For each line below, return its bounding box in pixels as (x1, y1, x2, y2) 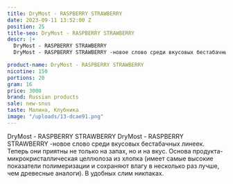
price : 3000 (7, 87, 42, 94)
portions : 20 (7, 74, 45, 81)
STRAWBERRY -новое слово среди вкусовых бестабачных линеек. (7, 140, 205, 148)
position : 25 (7, 23, 45, 30)
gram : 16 (7, 81, 33, 87)
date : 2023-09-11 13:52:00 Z (7, 17, 92, 24)
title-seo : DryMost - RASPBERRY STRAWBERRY (7, 29, 135, 37)
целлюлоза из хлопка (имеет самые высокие (79, 154, 214, 162)
